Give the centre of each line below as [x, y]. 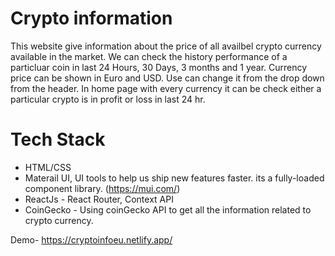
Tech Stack [58, 139]
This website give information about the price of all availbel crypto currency [166, 46]
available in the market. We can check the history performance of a [149, 56]
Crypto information [91, 18]
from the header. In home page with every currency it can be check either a [166, 88]
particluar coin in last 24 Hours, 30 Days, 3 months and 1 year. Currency [159, 67]
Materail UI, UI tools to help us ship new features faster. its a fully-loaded [174, 178]
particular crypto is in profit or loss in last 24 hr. [108, 99]
